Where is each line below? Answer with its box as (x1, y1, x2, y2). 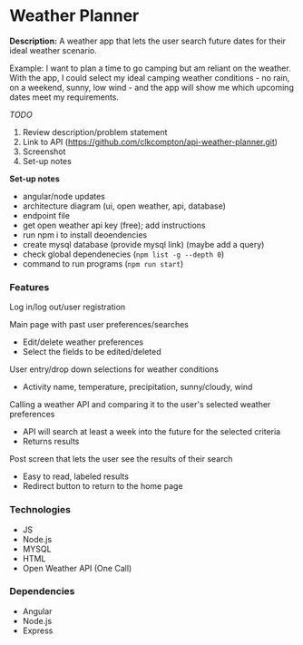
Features (9, 280, 50, 293)
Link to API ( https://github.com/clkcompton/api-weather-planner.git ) (22, 136, 279, 147)
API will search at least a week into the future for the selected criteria (22, 426, 281, 437)
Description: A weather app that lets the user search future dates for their (9, 35, 287, 46)
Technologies (9, 503, 71, 516)
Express (22, 625, 54, 636)
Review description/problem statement (22, 126, 168, 137)
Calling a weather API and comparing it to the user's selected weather (9, 399, 271, 410)
